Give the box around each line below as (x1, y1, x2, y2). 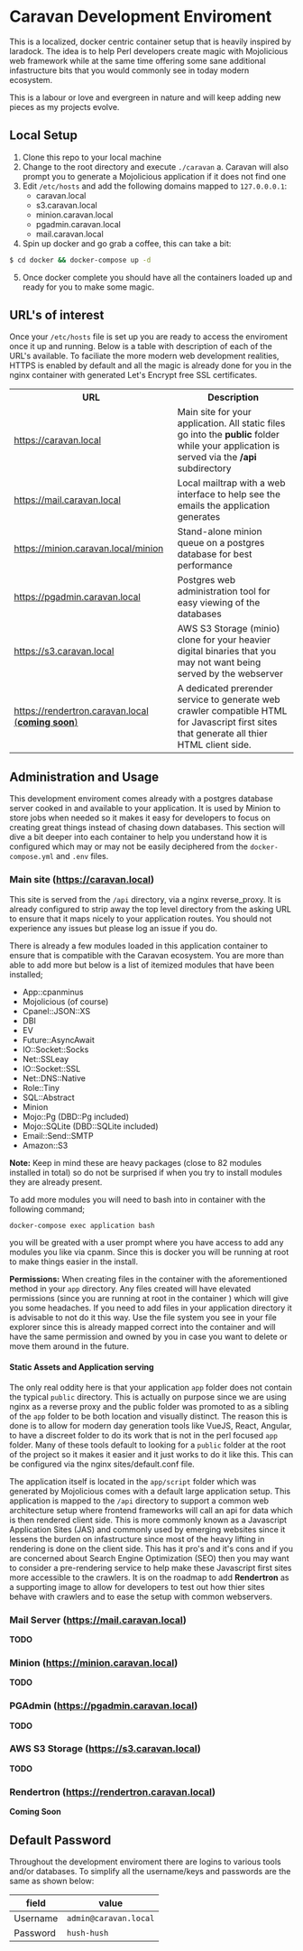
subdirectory (177, 462, 232, 475)
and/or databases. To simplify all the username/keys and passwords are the (9, 1865, 291, 1876)
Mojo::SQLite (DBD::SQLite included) (22, 1121, 160, 1132)
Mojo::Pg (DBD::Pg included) (22, 1111, 129, 1122)
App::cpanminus (22, 986, 84, 997)
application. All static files (177, 417, 286, 430)
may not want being (177, 656, 262, 669)
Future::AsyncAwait (22, 1034, 95, 1045)
